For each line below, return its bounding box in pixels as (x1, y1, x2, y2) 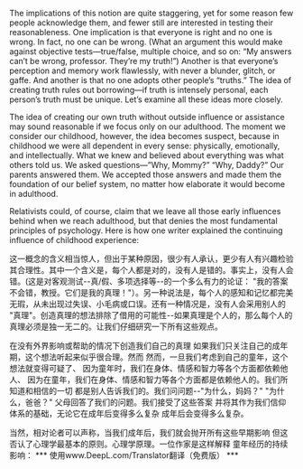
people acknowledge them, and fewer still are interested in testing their (9, 17, 273, 28)
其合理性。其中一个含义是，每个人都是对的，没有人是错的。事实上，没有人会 (9, 265, 294, 275)
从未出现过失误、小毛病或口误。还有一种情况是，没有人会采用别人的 (32, 298, 286, 309)
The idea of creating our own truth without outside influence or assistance (9, 112, 286, 122)
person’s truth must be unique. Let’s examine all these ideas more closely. (9, 94, 284, 105)
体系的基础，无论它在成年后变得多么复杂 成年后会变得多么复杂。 (9, 408, 249, 418)
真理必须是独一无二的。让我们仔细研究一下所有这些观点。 (9, 321, 223, 332)
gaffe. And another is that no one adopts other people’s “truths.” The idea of (9, 75, 292, 85)
